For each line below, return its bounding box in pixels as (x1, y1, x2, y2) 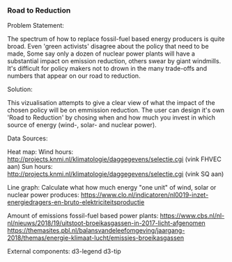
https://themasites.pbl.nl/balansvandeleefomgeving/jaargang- (7, 227, 185, 235)
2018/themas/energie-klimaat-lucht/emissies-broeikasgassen (7, 234, 185, 242)
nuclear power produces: (7, 190, 80, 199)
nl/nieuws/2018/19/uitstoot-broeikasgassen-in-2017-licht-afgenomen (7, 219, 206, 227)
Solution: (7, 85, 33, 94)
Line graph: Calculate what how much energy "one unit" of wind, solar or (7, 183, 217, 192)
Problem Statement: (7, 22, 65, 30)
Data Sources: (7, 134, 48, 142)
